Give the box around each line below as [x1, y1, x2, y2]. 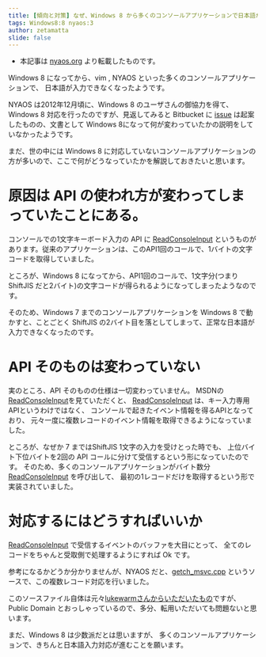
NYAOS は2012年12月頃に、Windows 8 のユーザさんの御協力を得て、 [8, 100, 234, 109]
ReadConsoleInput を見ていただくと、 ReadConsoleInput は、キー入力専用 [8, 396, 250, 405]
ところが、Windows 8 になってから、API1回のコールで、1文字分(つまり [8, 271, 239, 281]
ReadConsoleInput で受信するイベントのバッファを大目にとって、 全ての [8, 540, 245, 550]
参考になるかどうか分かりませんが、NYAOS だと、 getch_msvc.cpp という [8, 567, 249, 576]
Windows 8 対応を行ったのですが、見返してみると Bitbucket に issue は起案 [8, 110, 255, 120]
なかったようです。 [14, 130, 78, 139]
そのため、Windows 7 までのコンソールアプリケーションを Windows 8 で [8, 308, 247, 317]
